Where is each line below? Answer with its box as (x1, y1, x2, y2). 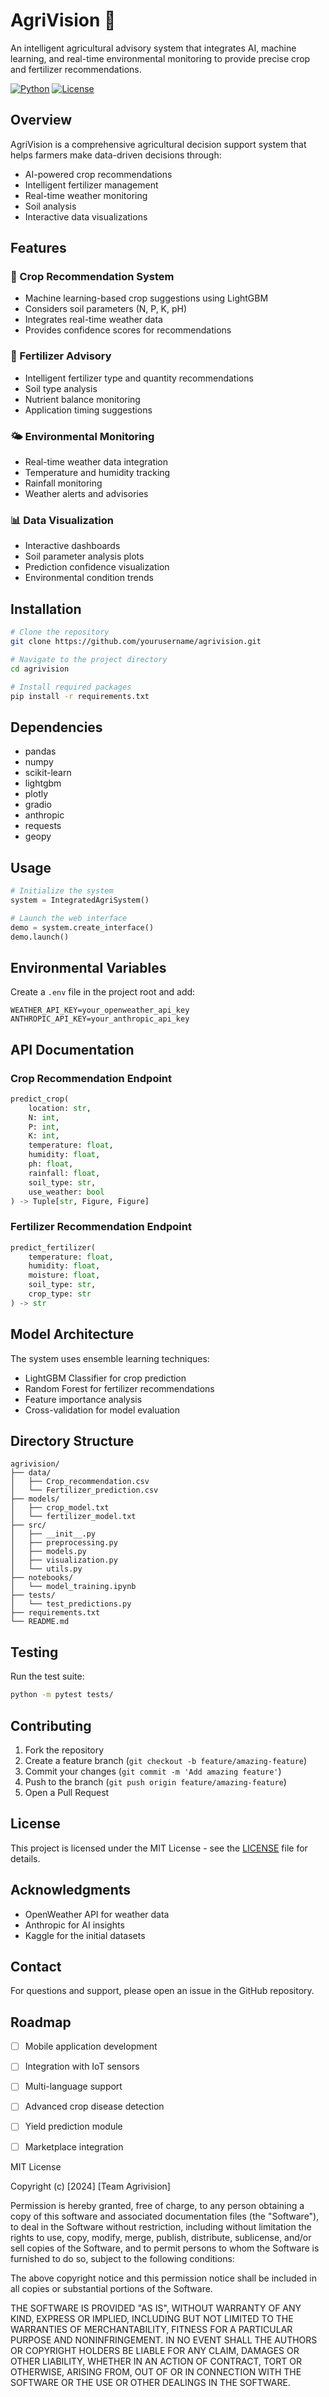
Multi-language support (24, 2080, 123, 2093)
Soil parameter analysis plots (24, 550, 145, 563)
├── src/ (10, 1520, 47, 1531)
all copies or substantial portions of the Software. (10, 2282, 213, 2294)
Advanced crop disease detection (24, 2100, 165, 2113)
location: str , (28, 1103, 92, 1113)
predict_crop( (10, 1094, 70, 1104)
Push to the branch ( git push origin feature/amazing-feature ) (24, 1775, 287, 1788)
